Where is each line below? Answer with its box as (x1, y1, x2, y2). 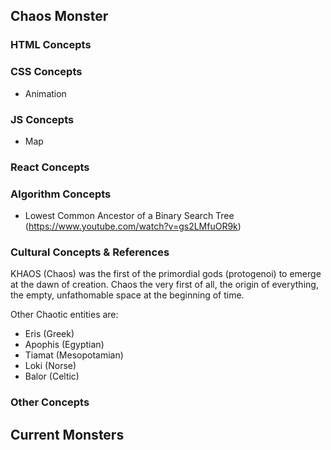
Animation (24, 87, 67, 99)
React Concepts (10, 160, 90, 174)
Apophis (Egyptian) (24, 339, 105, 351)
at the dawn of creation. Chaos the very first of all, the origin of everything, (10, 279, 319, 291)
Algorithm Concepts (10, 187, 112, 201)
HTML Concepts (10, 38, 92, 52)
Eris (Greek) (24, 328, 75, 340)
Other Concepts (10, 395, 90, 409)
